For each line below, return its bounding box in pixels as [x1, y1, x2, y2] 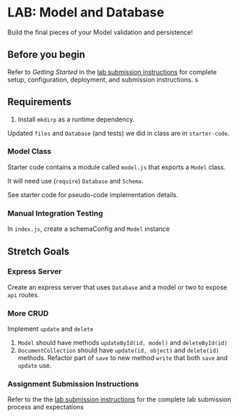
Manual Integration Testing [7, 208, 104, 218]
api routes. [7, 290, 40, 299]
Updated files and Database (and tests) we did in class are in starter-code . [7, 129, 230, 137]
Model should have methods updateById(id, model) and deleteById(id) [17, 339, 228, 347]
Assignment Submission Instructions [7, 379, 139, 389]
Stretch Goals [7, 245, 70, 257]
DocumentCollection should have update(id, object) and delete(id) [17, 346, 219, 354]
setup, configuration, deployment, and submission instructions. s [7, 75, 199, 84]
